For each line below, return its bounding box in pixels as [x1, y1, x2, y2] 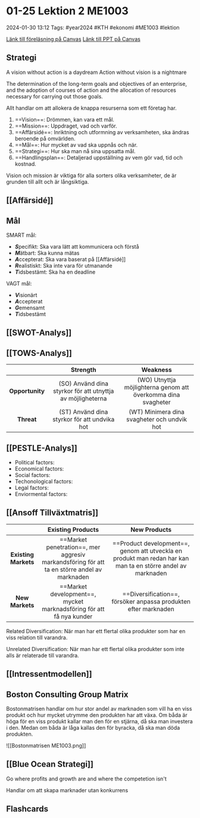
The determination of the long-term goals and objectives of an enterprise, [6, 80, 187, 87]
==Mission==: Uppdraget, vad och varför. [14, 122, 117, 129]
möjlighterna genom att [124, 383, 189, 392]
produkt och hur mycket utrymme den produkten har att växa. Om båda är [6, 711, 187, 718]
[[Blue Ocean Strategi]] [6, 759, 94, 770]
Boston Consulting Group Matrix [6, 689, 129, 699]
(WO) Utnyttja [137, 376, 177, 384]
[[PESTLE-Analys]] [6, 443, 77, 453]
